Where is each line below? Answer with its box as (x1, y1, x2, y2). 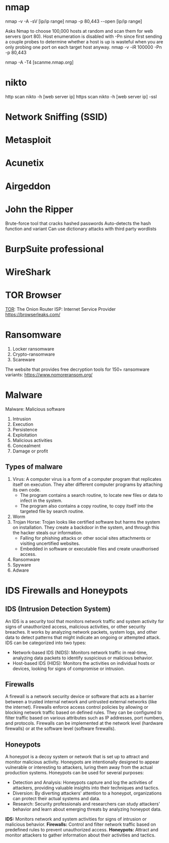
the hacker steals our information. (12, 529, 83, 536)
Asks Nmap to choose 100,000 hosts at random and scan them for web (5, 28, 153, 34)
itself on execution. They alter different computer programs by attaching (12, 481, 163, 487)
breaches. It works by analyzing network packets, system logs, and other (5, 629, 157, 635)
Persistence (12, 426, 38, 432)
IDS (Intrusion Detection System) (5, 605, 111, 613)
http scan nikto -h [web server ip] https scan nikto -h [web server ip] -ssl (5, 93, 157, 99)
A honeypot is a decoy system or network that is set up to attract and (5, 754, 149, 760)
